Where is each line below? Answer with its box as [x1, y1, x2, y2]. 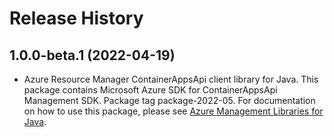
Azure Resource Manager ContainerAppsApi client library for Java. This [23, 73, 319, 85]
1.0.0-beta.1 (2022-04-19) [9, 47, 176, 64]
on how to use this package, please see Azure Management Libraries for [23, 105, 324, 117]
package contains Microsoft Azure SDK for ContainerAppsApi [23, 84, 278, 96]
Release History [9, 7, 144, 30]
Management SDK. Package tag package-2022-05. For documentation [23, 95, 316, 106]
